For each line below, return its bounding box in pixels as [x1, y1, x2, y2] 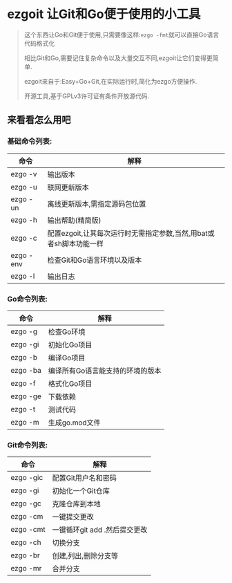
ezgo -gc [10, 499, 41, 508]
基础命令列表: [7, 136, 52, 146]
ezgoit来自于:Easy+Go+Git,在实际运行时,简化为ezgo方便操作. [23, 77, 197, 85]
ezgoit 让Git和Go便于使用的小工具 [7, 6, 201, 22]
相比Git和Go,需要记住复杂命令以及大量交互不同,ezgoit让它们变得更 [23, 53, 213, 62]
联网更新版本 [47, 183, 89, 192]
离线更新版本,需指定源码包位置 [47, 198, 146, 208]
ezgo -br [10, 550, 40, 560]
